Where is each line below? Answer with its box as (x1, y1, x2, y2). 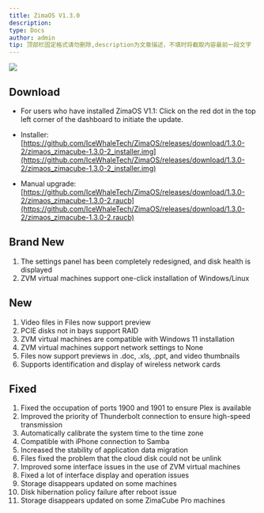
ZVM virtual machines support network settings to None (20, 342, 204, 352)
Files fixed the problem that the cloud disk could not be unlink (20, 454, 222, 463)
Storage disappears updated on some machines (20, 479, 177, 488)
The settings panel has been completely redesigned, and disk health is (20, 256, 251, 266)
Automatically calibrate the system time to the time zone (20, 428, 204, 438)
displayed (20, 264, 53, 274)
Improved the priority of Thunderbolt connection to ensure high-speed (20, 412, 251, 421)
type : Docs (9, 26, 45, 34)
